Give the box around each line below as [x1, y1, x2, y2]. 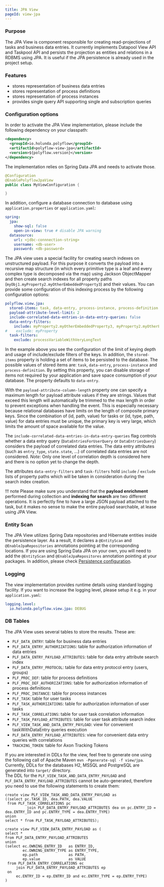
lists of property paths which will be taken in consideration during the [5, 474, 144, 479]
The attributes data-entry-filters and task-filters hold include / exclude [5, 468, 156, 475]
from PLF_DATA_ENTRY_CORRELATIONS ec [7, 861, 84, 866]
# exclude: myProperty [5, 328, 58, 333]
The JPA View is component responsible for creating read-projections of [5, 39, 151, 45]
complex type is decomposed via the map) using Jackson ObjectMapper [5, 271, 151, 277]
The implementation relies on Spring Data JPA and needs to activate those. [5, 163, 156, 169]
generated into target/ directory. [5, 767, 72, 773]
